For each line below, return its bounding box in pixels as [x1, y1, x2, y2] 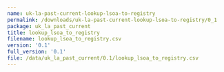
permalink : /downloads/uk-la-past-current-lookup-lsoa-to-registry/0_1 [7, 16, 217, 23]
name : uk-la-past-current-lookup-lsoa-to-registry [7, 10, 156, 17]
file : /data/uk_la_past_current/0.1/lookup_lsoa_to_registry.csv [7, 55, 198, 62]
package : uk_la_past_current [7, 23, 91, 29]
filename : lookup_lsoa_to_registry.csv [7, 36, 122, 43]
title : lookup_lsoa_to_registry [7, 29, 100, 36]
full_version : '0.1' [7, 49, 67, 56]
